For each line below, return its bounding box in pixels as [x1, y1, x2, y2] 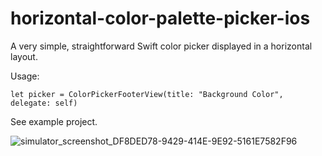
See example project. [10, 115, 98, 127]
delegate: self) [10, 98, 78, 108]
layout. [10, 50, 38, 62]
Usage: [10, 70, 40, 82]
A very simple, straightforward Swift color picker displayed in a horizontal [10, 40, 313, 52]
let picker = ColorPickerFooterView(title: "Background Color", [10, 89, 284, 99]
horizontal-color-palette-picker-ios [10, 7, 311, 30]
